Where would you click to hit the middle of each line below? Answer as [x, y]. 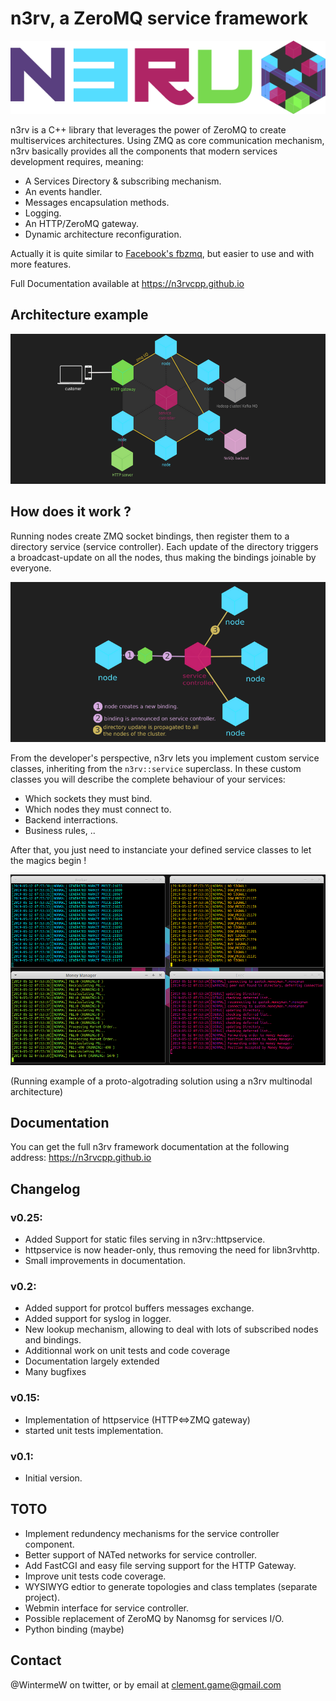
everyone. [31, 568]
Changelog [45, 1188]
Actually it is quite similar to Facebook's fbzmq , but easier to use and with [162, 253]
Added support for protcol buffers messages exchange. [139, 1308]
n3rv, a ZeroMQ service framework [159, 18]
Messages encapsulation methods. [97, 202]
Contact [36, 1660]
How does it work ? [71, 512]
